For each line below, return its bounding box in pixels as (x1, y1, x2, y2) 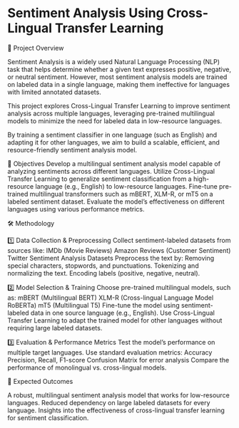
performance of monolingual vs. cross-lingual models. (7, 363, 167, 372)
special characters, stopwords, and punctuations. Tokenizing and (7, 261, 199, 270)
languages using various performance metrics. (7, 204, 145, 213)
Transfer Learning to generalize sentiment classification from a (7, 174, 192, 183)
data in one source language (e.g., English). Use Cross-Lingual (31, 308, 215, 317)
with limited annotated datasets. (7, 88, 101, 96)
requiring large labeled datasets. (7, 323, 103, 332)
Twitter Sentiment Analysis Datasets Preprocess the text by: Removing (7, 254, 215, 262)
